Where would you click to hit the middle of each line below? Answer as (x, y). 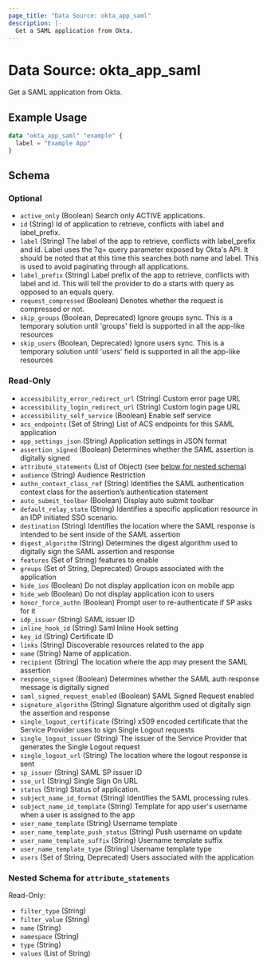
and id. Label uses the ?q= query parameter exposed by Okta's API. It (134, 249)
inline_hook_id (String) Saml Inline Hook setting (99, 628)
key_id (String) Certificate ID (67, 636)
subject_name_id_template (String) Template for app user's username (133, 806)
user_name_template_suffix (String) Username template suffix (121, 840)
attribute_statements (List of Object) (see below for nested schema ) (133, 466)
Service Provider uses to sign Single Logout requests (107, 729)
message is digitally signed (64, 687)
